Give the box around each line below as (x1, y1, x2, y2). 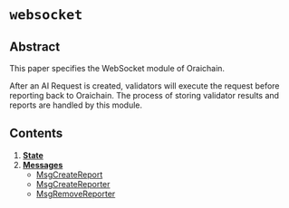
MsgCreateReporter (35, 178, 111, 189)
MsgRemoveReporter (35, 188, 116, 199)
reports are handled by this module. (9, 99, 143, 110)
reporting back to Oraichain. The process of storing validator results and (9, 90, 279, 100)
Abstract (9, 39, 61, 54)
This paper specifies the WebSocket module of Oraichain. (9, 63, 225, 73)
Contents (9, 126, 63, 141)
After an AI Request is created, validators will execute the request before (9, 80, 280, 91)
